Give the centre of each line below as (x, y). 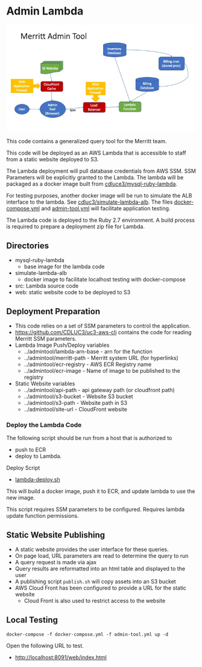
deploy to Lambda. (38, 456)
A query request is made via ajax (56, 562)
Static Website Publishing (56, 535)
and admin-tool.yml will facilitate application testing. (106, 208)
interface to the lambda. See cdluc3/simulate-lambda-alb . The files (90, 202)
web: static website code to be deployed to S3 (73, 292)
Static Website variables (45, 384)
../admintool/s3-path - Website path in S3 (76, 403)
